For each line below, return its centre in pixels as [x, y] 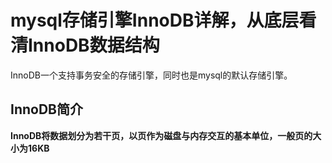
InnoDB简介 [46, 109]
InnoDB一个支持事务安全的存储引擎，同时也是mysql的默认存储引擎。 [151, 75]
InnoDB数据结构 [94, 45]
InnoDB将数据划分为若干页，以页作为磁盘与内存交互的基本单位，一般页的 [161, 135]
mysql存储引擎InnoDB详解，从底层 [155, 20]
